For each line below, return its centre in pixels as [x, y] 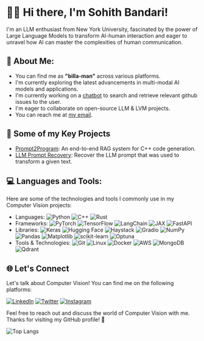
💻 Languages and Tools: [54, 181]
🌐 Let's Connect [38, 268]
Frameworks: [32, 224]
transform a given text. [44, 161]
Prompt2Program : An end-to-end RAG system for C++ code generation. [105, 148]
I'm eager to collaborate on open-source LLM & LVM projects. [93, 108]
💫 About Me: [30, 61]
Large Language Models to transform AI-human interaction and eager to [97, 35]
